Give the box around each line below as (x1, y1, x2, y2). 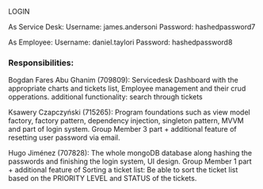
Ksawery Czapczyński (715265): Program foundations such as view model (8, 107, 251, 118)
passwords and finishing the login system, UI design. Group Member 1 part (8, 156, 252, 166)
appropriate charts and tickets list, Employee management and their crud (8, 83, 246, 94)
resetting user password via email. (8, 133, 120, 142)
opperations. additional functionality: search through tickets (8, 92, 204, 102)
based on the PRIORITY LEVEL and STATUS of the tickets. (8, 174, 197, 183)
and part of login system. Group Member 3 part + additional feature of (8, 125, 237, 134)
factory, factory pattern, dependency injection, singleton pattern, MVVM (8, 116, 244, 125)
